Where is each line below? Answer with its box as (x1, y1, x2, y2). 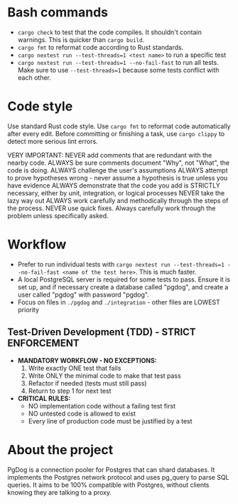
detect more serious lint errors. (7, 137, 98, 145)
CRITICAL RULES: (17, 394, 71, 403)
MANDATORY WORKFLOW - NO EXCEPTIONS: (17, 356, 158, 364)
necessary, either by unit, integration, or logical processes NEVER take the (7, 188, 225, 197)
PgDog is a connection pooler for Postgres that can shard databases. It (7, 465, 215, 474)
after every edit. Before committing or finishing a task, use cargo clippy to (7, 129, 225, 138)
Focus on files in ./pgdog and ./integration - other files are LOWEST (17, 297, 220, 307)
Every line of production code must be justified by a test (28, 416, 193, 425)
